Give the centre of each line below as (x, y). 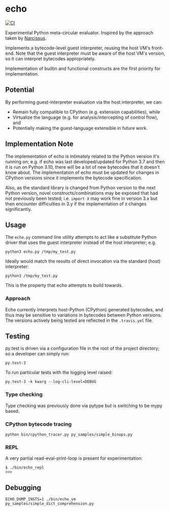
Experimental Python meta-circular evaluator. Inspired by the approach (79, 32)
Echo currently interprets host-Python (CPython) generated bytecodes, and (84, 309)
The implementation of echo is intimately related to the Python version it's (82, 156)
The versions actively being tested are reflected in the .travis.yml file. (79, 320)
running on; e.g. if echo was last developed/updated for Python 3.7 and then (85, 161)
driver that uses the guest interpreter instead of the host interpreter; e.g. (81, 243)
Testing (18, 336)
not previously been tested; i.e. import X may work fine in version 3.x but (81, 198)
